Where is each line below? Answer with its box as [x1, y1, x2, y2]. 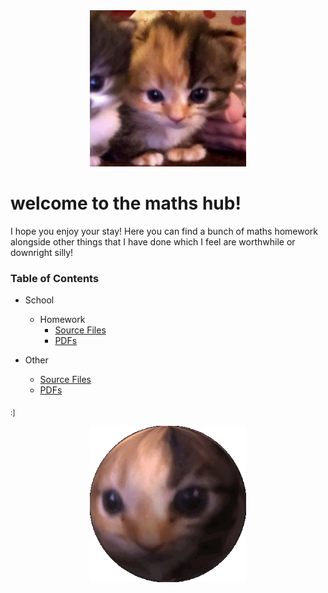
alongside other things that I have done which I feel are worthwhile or [10, 235, 296, 248]
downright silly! [10, 246, 74, 258]
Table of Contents [10, 271, 100, 285]
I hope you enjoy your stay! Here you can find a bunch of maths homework [10, 225, 319, 237]
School [24, 294, 55, 306]
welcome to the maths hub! [10, 192, 242, 215]
